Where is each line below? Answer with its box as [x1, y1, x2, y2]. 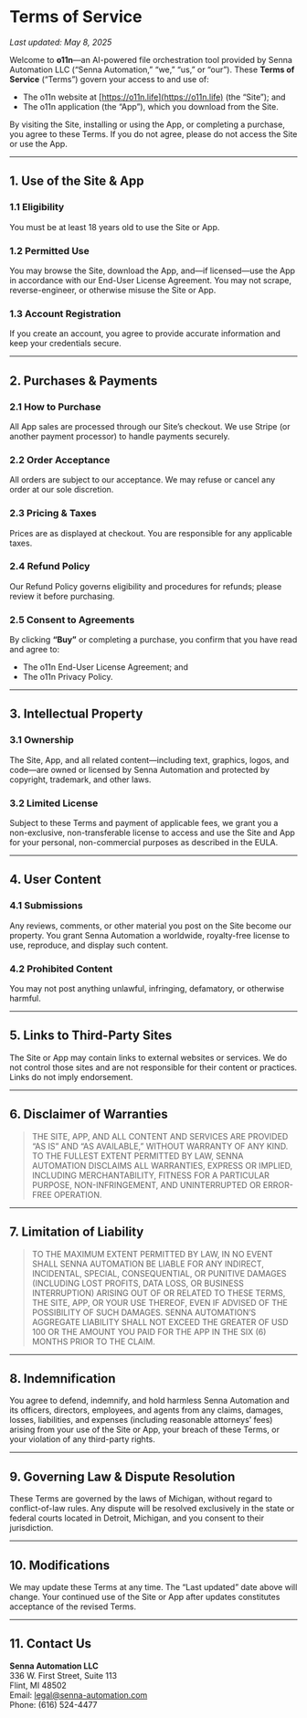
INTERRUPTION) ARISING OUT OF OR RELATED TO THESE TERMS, [31, 1287, 286, 1299]
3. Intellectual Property [9, 706, 143, 722]
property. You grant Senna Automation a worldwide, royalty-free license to [9, 929, 291, 940]
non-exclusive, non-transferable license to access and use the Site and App [9, 827, 295, 838]
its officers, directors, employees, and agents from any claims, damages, [9, 1405, 283, 1416]
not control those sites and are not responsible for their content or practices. [9, 1062, 298, 1073]
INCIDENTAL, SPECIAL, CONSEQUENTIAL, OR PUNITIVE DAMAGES [31, 1267, 287, 1278]
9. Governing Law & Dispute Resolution [9, 1469, 236, 1484]
